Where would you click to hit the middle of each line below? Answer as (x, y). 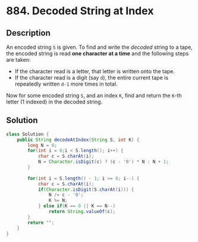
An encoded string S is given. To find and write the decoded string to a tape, (99, 47)
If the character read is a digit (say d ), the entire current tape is (91, 78)
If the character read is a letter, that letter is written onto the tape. (95, 71)
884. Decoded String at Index (80, 11)
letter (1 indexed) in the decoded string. (54, 102)
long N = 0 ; (43, 145)
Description (28, 33)
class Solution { (28, 134)
